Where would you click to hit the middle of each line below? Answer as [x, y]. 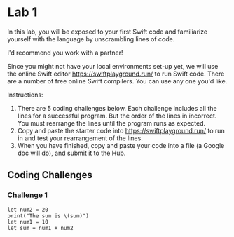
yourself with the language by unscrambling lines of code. [91, 39]
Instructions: [25, 95]
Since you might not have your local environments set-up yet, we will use [113, 66]
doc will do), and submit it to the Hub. [71, 153]
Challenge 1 [27, 195]
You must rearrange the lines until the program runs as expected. [111, 123]
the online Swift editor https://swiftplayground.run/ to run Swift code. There [116, 74]
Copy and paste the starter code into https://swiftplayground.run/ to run [121, 130]
